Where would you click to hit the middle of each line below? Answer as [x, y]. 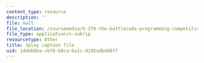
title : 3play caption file [40, 46]
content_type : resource [36, 12]
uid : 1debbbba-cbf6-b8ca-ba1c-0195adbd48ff [62, 51]
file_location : [25, 28]
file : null [20, 23]
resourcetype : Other [32, 40]
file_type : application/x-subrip [49, 34]
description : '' [27, 17]
